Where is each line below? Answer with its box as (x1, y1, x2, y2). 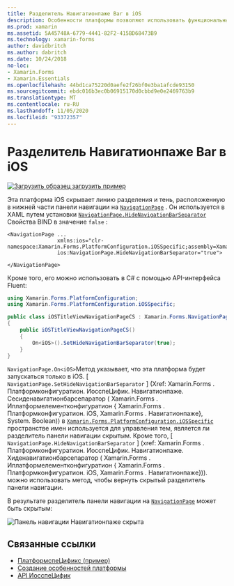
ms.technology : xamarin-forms (7, 36, 95, 43)
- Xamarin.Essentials (7, 75, 70, 82)
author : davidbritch (7, 43, 68, 49)
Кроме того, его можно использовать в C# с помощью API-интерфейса (7, 273, 221, 282)
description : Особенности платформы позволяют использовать (7, 17, 186, 24)
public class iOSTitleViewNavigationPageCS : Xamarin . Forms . (7, 314, 189, 321)
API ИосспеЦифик (17, 571, 71, 580)
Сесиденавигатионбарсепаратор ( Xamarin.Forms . (7, 394, 158, 403)
